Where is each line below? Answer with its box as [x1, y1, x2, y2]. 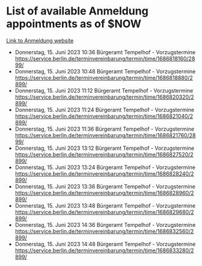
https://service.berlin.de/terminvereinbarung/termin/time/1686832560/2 [14, 227, 194, 235]
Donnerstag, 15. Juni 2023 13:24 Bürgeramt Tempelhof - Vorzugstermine [14, 164, 195, 171]
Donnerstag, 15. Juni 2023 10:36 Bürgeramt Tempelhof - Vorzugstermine [14, 48, 196, 55]
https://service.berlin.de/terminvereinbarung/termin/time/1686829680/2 [14, 208, 194, 215]
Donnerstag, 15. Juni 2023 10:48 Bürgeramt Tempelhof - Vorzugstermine [14, 67, 196, 75]
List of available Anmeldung [6, 4, 148, 18]
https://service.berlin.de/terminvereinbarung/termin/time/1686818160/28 [14, 55, 195, 62]
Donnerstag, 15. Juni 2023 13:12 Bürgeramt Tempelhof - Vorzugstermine [14, 144, 194, 152]
